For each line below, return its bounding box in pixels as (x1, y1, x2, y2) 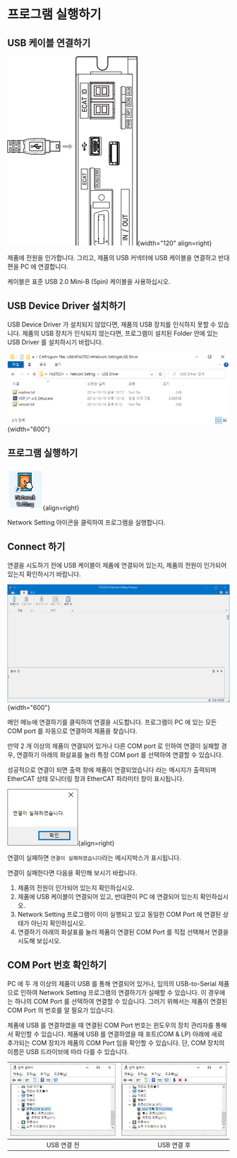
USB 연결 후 (157, 1140, 191, 1149)
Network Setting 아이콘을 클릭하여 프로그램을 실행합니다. (7, 517, 166, 527)
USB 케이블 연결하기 (7, 37, 91, 49)
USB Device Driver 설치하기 (7, 300, 126, 312)
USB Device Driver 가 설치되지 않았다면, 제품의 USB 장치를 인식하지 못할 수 (7, 320, 217, 329)
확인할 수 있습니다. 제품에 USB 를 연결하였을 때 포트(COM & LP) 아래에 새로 (14, 1029, 224, 1038)
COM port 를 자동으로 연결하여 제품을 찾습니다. (7, 726, 138, 735)
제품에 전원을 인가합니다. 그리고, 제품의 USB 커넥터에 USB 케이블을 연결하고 (7, 254, 217, 262)
